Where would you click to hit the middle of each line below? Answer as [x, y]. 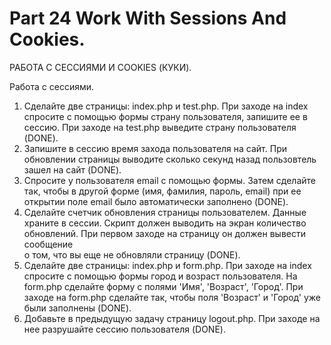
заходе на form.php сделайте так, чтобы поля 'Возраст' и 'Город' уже [172, 297]
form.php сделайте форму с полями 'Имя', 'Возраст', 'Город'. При [163, 286]
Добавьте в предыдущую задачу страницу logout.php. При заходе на [172, 318]
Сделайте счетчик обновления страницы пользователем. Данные [165, 212]
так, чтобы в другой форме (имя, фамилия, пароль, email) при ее [162, 191]
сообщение [48, 244]
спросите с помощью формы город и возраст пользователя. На [160, 276]
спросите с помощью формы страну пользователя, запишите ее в [165, 116]
